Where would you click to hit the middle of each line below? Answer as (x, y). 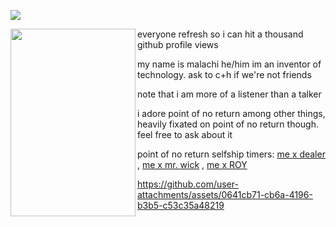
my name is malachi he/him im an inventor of (229, 64)
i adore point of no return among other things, (231, 113)
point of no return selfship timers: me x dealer (231, 154)
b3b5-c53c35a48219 (181, 205)
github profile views (178, 44)
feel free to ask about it (185, 134)
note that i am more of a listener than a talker (229, 94)
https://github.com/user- (188, 184)
